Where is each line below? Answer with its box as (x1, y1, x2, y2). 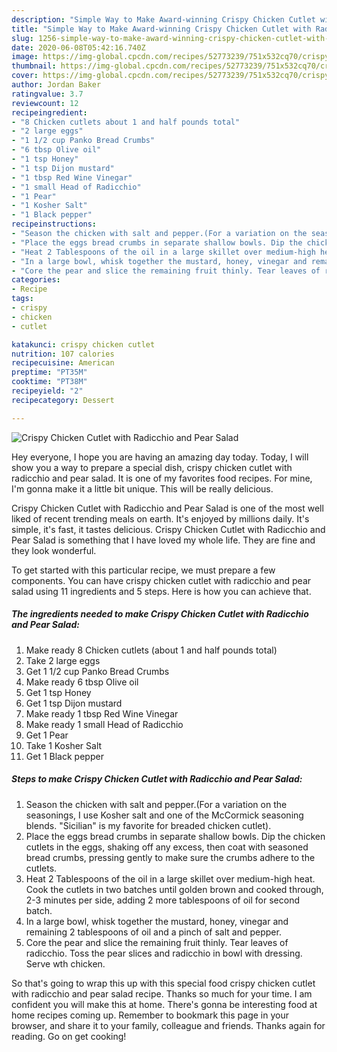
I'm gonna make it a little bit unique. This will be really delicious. (11, 482, 274, 495)
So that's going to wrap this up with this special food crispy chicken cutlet (11, 977, 316, 989)
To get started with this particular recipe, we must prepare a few (11, 564, 276, 576)
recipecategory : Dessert (11, 395, 115, 405)
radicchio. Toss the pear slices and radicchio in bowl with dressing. (25, 947, 303, 959)
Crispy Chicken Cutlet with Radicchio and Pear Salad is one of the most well (11, 502, 324, 514)
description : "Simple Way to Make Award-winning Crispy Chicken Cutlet (11, 14, 316, 25)
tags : (11, 294, 34, 304)
